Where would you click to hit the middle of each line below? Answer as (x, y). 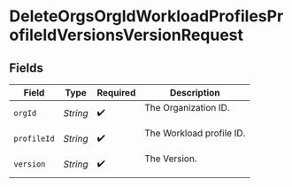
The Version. (171, 159)
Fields (27, 68)
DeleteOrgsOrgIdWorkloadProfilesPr (146, 16)
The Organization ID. (187, 108)
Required (116, 93)
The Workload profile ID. (195, 133)
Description (195, 93)
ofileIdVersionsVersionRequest (127, 35)
